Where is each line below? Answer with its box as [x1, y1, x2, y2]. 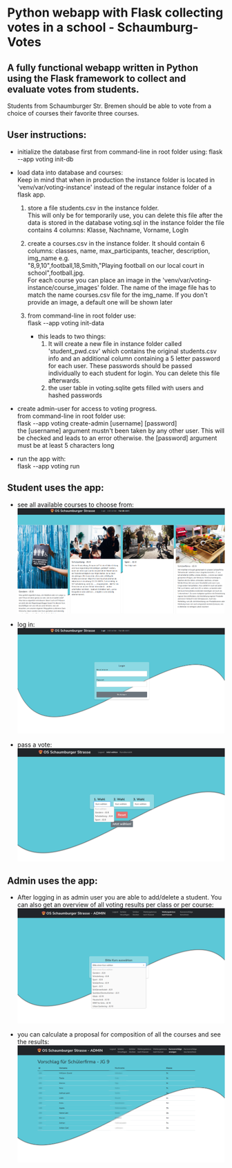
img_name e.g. [27, 254, 70, 262]
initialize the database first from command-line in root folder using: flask [17, 147, 223, 156]
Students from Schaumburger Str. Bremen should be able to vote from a [7, 102, 212, 110]
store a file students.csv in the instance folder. [27, 203, 159, 212]
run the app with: [17, 455, 66, 463]
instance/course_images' [27, 283, 99, 291]
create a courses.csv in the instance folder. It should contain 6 [27, 239, 205, 247]
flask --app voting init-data [27, 318, 105, 327]
